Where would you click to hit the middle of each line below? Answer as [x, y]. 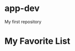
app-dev [22, 8]
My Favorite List [37, 41]
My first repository [23, 22]
